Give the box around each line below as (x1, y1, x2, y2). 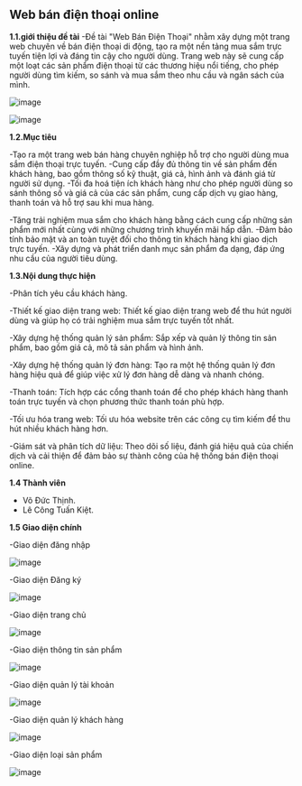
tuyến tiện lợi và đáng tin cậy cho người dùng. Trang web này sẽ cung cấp (9, 50, 284, 61)
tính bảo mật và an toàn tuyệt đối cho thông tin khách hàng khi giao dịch (9, 234, 278, 245)
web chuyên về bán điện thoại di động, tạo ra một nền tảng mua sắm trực (9, 41, 282, 51)
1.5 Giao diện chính (9, 522, 83, 532)
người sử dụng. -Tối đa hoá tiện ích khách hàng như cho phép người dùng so (9, 178, 293, 189)
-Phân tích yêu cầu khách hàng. (9, 288, 128, 299)
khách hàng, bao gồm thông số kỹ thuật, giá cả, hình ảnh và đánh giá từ (9, 168, 276, 179)
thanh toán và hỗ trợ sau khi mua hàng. (9, 197, 155, 208)
